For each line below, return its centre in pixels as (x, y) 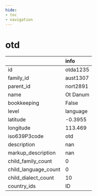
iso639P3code (26, 136)
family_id (18, 78)
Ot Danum (77, 95)
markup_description (32, 153)
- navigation (19, 19)
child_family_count (30, 161)
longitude (19, 128)
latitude (17, 120)
